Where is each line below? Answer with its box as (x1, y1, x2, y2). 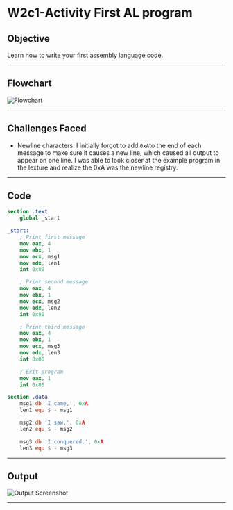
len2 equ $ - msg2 (19, 425, 73, 432)
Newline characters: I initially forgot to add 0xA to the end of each (17, 141, 202, 149)
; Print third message (19, 323, 85, 331)
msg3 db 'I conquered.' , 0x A (19, 438, 104, 445)
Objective (7, 33, 51, 44)
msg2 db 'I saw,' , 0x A (19, 419, 85, 427)
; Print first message (19, 234, 85, 241)
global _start (19, 215, 60, 222)
